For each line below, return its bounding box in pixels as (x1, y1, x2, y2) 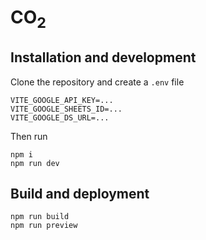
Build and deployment (10, 185, 150, 202)
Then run (10, 130, 48, 142)
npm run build (10, 212, 70, 222)
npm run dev (10, 158, 60, 168)
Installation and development (10, 49, 197, 66)
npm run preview (10, 221, 78, 231)
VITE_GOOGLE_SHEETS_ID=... (10, 104, 123, 114)
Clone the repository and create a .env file (10, 76, 185, 88)
